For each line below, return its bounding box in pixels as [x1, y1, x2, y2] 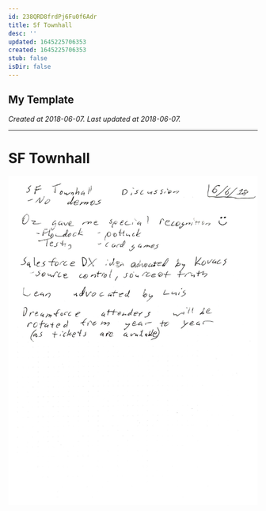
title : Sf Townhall [8, 21, 73, 29]
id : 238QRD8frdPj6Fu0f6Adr [8, 13, 97, 21]
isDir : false [8, 63, 51, 71]
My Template [8, 93, 74, 107]
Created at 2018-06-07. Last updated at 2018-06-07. [8, 114, 181, 123]
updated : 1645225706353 [8, 38, 87, 46]
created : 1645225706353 [8, 46, 87, 55]
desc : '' [8, 29, 37, 37]
